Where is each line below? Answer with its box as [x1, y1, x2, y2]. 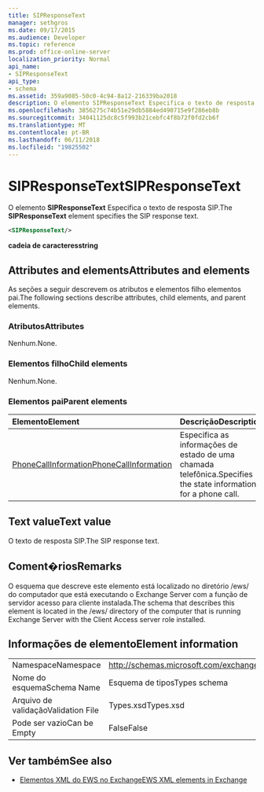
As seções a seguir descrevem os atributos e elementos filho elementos [8, 285, 242, 293]
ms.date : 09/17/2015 [8, 26, 76, 34]
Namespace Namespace [12, 660, 101, 671]
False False [108, 723, 148, 734]
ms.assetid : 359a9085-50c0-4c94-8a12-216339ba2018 [8, 92, 178, 100]
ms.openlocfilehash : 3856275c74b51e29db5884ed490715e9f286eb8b [8, 107, 220, 115]
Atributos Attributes [8, 320, 85, 331]
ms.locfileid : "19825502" [8, 143, 93, 151]
